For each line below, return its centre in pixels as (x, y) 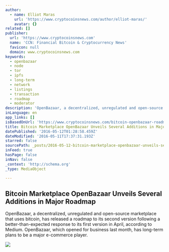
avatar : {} (26, 24)
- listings (21, 89)
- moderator (22, 104)
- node (17, 66)
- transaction (24, 94)
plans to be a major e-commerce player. (47, 235)
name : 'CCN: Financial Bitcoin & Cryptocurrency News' (68, 43)
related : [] (18, 29)
